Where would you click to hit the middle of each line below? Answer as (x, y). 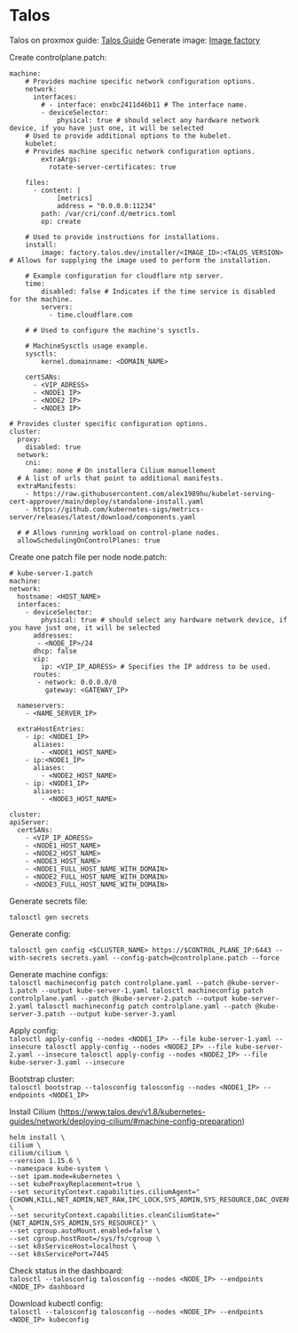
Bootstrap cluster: (42, 1079)
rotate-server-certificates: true (112, 167)
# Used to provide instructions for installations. (122, 237)
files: (37, 182)
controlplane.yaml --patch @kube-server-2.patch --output (118, 998)
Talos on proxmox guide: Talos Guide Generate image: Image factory (135, 40)
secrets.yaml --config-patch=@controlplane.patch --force (170, 958)
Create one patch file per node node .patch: (88, 557)
